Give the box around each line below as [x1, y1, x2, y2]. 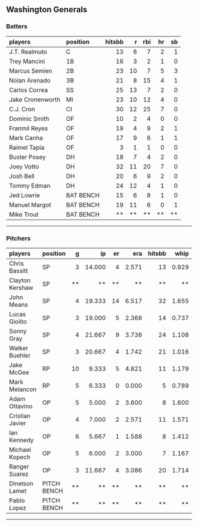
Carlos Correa [9, 85, 48, 94]
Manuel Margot [9, 200, 51, 209]
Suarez [9, 469, 29, 478]
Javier [9, 419, 27, 427]
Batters [6, 22, 28, 31]
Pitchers [6, 234, 31, 242]
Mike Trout [9, 210, 39, 219]
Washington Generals [6, 5, 87, 15]
